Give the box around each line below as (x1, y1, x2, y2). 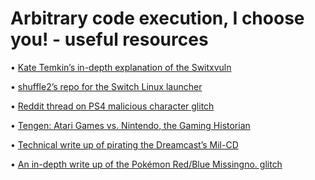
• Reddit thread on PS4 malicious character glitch (10, 100, 215, 112)
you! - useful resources (10, 28, 209, 51)
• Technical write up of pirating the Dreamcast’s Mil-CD (10, 138, 239, 151)
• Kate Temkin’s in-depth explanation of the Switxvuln (10, 61, 232, 73)
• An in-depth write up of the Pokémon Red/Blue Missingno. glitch (10, 158, 283, 170)
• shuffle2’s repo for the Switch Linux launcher (10, 80, 203, 92)
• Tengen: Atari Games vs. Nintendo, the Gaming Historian (10, 119, 251, 131)
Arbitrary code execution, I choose (10, 7, 305, 30)
